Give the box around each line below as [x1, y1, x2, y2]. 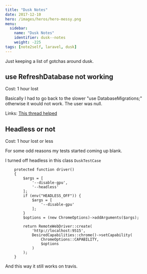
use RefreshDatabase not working [5, 73, 114, 81]
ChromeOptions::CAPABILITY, [40, 237, 99, 242]
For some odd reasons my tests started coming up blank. [5, 148, 123, 154]
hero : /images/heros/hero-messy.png [5, 16, 81, 21]
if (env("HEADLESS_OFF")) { [23, 193, 81, 199]
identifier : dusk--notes [14, 35, 66, 40]
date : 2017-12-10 [5, 12, 41, 17]
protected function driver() [14, 167, 75, 172]
